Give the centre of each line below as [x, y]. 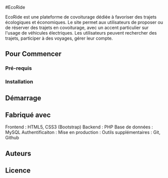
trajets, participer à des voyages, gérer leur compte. [59, 38]
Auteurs [18, 153]
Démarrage [23, 98]
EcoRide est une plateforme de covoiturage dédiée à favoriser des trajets [81, 17]
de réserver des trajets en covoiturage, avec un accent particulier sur [77, 28]
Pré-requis [19, 68]
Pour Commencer [33, 54]
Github [12, 138]
